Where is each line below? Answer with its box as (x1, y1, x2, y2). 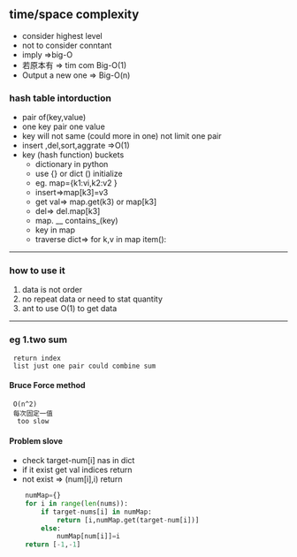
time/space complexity (9, 7, 140, 22)
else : (41, 523, 62, 533)
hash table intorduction (9, 92, 112, 104)
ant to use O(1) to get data (21, 303, 118, 314)
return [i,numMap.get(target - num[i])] (56, 515, 200, 524)
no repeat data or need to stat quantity (21, 294, 164, 304)
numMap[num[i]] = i (56, 532, 121, 541)
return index (12, 354, 62, 362)
